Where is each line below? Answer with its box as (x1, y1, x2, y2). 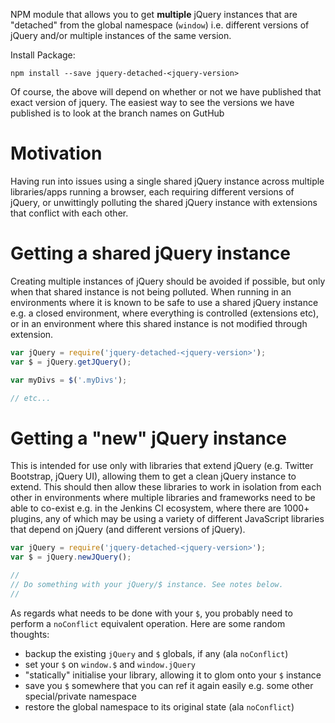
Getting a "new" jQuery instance (10, 427, 287, 449)
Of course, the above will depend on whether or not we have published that (10, 86, 322, 98)
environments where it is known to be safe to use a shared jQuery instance (10, 296, 319, 308)
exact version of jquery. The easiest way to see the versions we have (10, 97, 295, 108)
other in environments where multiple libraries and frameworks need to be (10, 492, 316, 504)
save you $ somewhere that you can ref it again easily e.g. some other (24, 679, 314, 691)
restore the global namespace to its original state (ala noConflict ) (24, 700, 295, 713)
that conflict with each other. (10, 207, 129, 219)
